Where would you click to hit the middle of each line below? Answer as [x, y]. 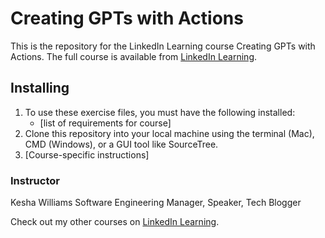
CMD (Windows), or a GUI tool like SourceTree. [121, 144]
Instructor [35, 180]
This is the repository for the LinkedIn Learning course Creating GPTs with [163, 46]
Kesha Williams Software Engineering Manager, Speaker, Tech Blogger [156, 203]
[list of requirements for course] [105, 123]
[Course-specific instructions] [87, 154]
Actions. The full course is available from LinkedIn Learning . [134, 56]
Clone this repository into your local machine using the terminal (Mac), [169, 133]
